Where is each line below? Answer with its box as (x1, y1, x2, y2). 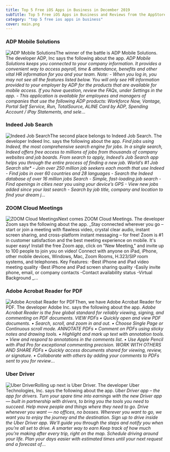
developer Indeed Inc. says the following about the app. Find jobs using (6, 138, 154, 144)
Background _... (6, 275, 38, 281)
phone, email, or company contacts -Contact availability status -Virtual (6, 270, 153, 276)
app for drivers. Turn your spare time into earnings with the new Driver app (6, 392, 162, 399)
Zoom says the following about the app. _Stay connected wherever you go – (6, 221, 163, 227)
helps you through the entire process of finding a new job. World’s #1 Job (6, 160, 158, 166)
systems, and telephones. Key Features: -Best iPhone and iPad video (6, 259, 149, 265)
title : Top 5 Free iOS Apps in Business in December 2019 (6, 7, 130, 13)
